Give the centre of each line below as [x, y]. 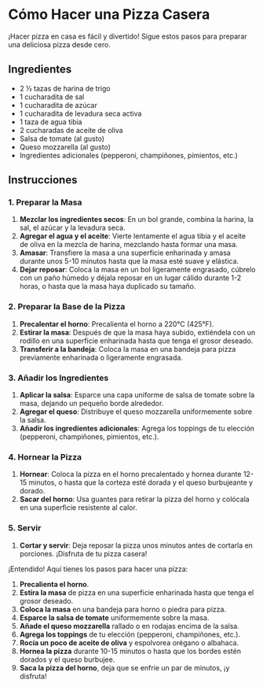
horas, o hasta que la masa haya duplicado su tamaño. [108, 286]
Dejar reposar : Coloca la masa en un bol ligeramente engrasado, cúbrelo [138, 270]
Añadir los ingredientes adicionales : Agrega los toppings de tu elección [137, 428]
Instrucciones [43, 180]
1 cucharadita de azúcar [58, 105]
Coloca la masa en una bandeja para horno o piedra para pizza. [122, 609]
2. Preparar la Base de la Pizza [67, 307]
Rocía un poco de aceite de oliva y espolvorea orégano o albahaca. [129, 642]
